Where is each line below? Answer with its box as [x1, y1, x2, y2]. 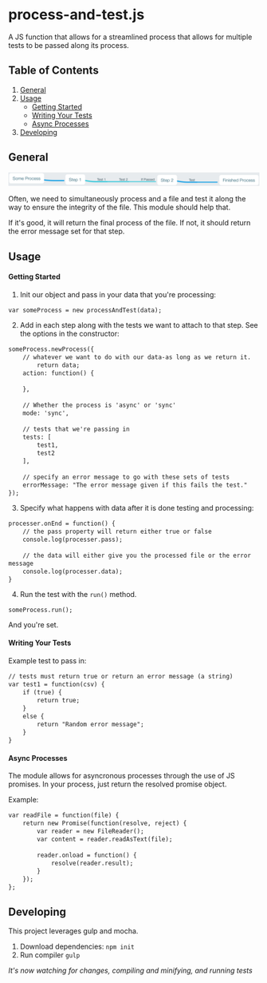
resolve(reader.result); [50, 859, 134, 868]
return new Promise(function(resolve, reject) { [22, 819, 187, 828]
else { [22, 712, 45, 720]
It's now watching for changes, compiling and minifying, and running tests [8, 965, 253, 975]
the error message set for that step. [8, 226, 125, 237]
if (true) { [22, 688, 62, 696]
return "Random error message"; [37, 720, 145, 728]
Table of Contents [8, 64, 100, 78]
